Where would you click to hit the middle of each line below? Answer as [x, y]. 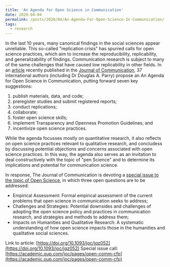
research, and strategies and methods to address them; [71, 217]
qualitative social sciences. [41, 233]
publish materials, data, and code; [48, 96]
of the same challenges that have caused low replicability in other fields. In [83, 65]
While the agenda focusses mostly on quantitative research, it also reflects [83, 138]
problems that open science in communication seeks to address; [80, 201]
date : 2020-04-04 [24, 15]
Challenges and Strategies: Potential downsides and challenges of [82, 206]
